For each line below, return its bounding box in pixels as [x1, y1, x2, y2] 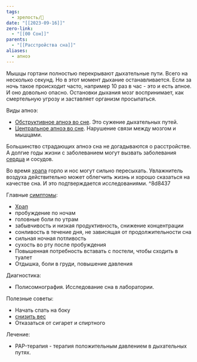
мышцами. [14, 131, 42, 138]
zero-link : [6, 25, 33, 32]
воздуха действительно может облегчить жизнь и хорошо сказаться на [6, 173, 190, 180]
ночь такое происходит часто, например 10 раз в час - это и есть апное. [6, 82, 192, 90]
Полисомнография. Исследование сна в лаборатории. [14, 283, 155, 290]
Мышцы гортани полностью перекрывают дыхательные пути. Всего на [6, 69, 188, 77]
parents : [6, 36, 28, 42]
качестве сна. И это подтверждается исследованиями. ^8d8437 [6, 180, 171, 187]
